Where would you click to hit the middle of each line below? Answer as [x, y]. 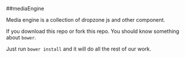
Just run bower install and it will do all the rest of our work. [79, 49]
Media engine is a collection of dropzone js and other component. [86, 20]
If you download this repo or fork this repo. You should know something [93, 31]
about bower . [21, 37]
